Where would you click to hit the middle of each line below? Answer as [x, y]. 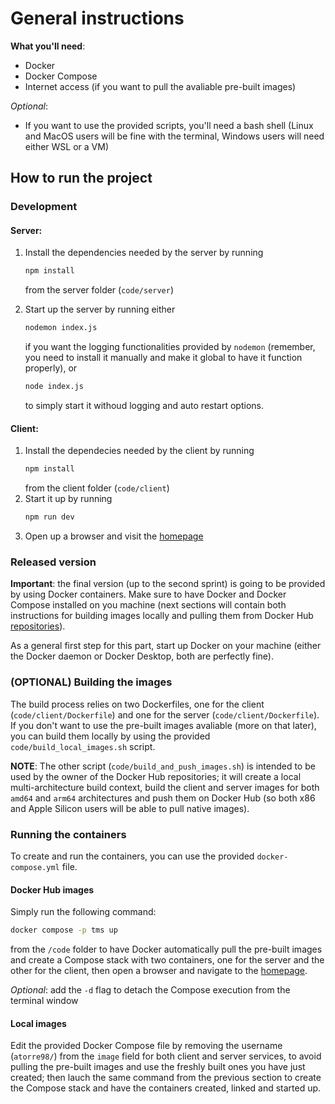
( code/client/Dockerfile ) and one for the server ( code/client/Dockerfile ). [165, 714]
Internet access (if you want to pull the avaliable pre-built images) [160, 86]
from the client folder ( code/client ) [97, 488]
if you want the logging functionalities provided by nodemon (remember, [170, 347]
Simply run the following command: [83, 912]
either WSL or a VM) [67, 146]
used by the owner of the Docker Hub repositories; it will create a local [156, 776]
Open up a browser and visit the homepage [114, 536]
